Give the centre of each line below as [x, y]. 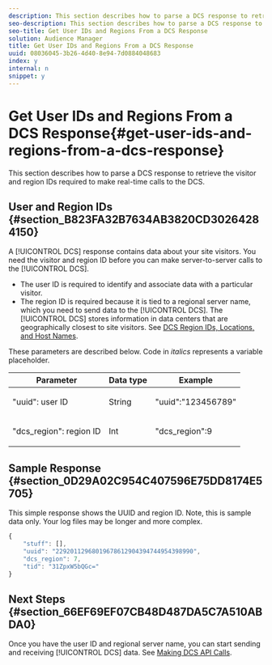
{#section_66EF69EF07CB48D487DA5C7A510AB [136, 612]
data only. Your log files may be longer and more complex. [106, 522]
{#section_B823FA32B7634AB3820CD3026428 [134, 219]
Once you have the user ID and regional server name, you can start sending [134, 644]
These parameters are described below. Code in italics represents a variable [136, 352]
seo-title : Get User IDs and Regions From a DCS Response [108, 31]
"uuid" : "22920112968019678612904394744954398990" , [112, 551]
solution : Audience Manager [56, 38]
